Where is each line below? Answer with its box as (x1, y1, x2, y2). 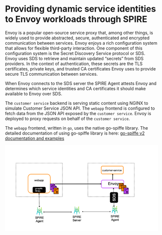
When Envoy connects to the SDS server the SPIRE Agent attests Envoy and (5, 80, 157, 86)
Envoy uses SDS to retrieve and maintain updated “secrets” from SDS (5, 55, 144, 61)
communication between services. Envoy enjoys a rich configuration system (5, 40, 158, 46)
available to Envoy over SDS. (5, 91, 62, 97)
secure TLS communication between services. (5, 71, 98, 77)
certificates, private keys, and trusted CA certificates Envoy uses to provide (5, 66, 156, 71)
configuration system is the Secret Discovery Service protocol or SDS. (5, 50, 146, 56)
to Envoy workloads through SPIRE (5, 14, 147, 25)
